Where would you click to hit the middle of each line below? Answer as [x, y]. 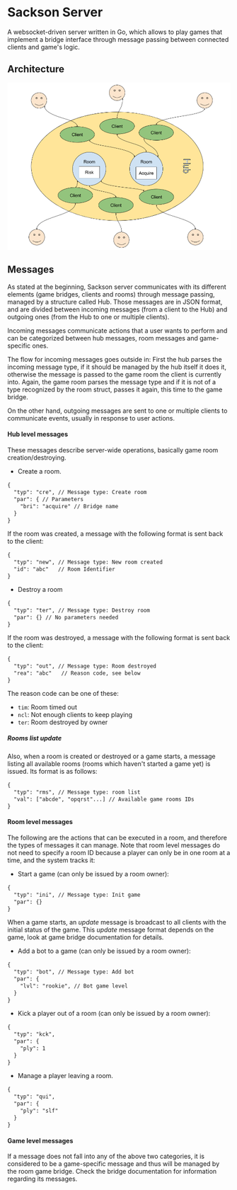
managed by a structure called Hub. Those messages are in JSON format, [115, 302]
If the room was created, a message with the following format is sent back [115, 533]
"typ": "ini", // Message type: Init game [77, 895]
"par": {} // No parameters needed [66, 617]
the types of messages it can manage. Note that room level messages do [114, 845]
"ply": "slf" [39, 1111]
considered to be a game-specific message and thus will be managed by [114, 1164]
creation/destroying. [37, 457]
